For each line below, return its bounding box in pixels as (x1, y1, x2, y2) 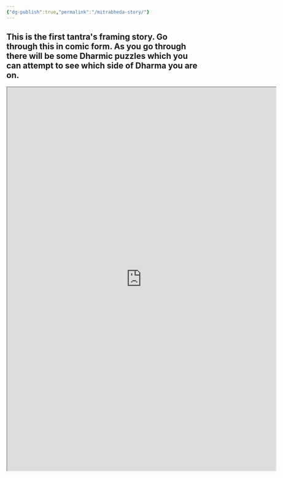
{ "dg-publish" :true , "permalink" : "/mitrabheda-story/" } (6, 9, 150, 15)
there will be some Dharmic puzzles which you (6, 51, 188, 61)
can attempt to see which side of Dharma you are (6, 61, 198, 71)
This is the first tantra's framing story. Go (6, 32, 168, 42)
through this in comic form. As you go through (6, 41, 187, 52)
